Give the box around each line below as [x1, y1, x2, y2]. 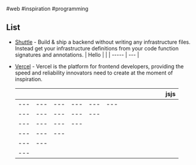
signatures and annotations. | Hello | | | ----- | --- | [14, 51, 139, 58]
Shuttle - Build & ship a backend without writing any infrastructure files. [14, 38, 191, 46]
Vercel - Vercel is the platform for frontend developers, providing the [14, 62, 184, 70]
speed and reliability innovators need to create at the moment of [14, 69, 173, 76]
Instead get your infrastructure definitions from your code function [14, 44, 179, 52]
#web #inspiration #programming [6, 5, 88, 12]
